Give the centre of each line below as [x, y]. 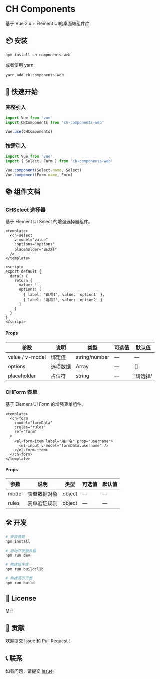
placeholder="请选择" [36, 250]
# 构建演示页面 [19, 578]
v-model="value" [31, 240]
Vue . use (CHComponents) [29, 131]
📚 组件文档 [23, 192]
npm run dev [18, 555]
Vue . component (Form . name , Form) [39, 175]
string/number [92, 357]
